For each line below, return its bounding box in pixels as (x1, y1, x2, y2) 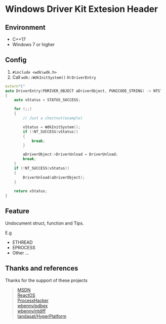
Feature (5, 207, 30, 216)
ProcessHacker (17, 297, 49, 303)
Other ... (12, 250, 29, 256)
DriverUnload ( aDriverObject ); (23, 175, 85, 180)
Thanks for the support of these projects (5, 277, 88, 283)
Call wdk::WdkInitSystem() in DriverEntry (12, 74, 96, 80)
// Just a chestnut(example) (23, 116, 83, 121)
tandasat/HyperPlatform (17, 313, 67, 319)
